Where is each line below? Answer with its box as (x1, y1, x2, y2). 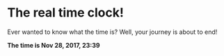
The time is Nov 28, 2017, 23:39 (7, 41, 100, 49)
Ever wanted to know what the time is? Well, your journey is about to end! (7, 28, 218, 36)
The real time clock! (7, 5, 124, 21)
